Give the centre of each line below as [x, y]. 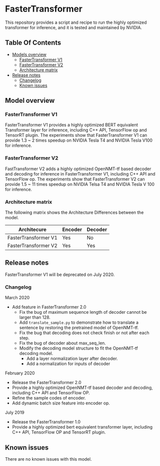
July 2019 [15, 413]
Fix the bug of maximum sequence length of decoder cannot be [83, 312]
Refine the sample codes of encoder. [49, 398]
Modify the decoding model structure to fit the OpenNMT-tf [79, 348]
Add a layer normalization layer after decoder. [72, 359]
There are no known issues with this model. [48, 459]
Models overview [29, 54]
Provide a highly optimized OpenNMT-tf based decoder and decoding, [82, 388]
